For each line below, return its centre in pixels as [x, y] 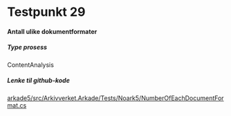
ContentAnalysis [30, 65]
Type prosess [27, 47]
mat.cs [17, 105]
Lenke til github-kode [39, 81]
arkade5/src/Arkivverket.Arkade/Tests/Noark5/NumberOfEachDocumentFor [115, 98]
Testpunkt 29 [46, 12]
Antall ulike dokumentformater [52, 31]
